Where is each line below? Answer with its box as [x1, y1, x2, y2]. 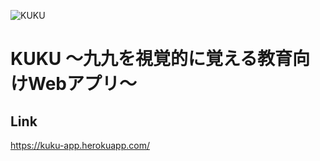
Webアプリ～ [28, 73, 137, 95]
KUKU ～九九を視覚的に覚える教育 [10, 48, 293, 70]
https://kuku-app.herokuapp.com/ [10, 140, 150, 151]
